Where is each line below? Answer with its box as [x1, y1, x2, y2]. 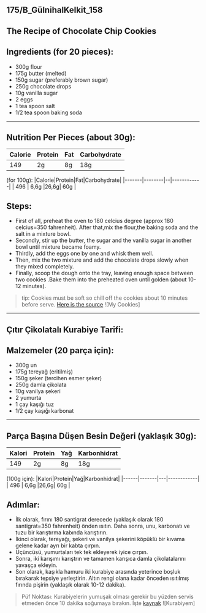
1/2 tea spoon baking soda [15, 109, 83, 116]
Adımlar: [6, 499, 40, 510]
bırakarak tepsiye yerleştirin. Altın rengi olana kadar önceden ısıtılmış [15, 574, 189, 582]
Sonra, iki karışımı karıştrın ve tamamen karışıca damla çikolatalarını [15, 555, 186, 563]
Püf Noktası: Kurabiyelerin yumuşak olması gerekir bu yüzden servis [21, 593, 194, 601]
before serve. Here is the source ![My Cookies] [21, 301, 140, 308]
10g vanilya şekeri [15, 388, 61, 395]
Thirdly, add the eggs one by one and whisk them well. [15, 250, 154, 257]
